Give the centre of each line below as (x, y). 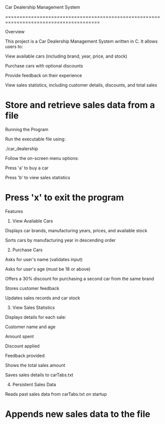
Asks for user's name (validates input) (44, 259)
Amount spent (20, 336)
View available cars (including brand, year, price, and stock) (66, 56)
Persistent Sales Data (34, 384)
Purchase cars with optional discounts (44, 66)
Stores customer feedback (32, 288)
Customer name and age (30, 327)
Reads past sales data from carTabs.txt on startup (56, 394)
